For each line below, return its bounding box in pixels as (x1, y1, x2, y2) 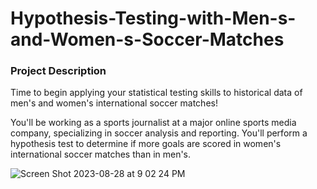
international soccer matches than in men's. (10, 148, 192, 161)
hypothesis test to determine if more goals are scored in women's (10, 138, 282, 150)
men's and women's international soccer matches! (10, 97, 218, 109)
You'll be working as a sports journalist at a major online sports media (10, 117, 297, 129)
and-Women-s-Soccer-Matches (10, 28, 285, 51)
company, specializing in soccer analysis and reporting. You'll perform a (10, 127, 308, 139)
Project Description (10, 64, 107, 78)
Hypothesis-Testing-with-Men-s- (10, 7, 297, 30)
